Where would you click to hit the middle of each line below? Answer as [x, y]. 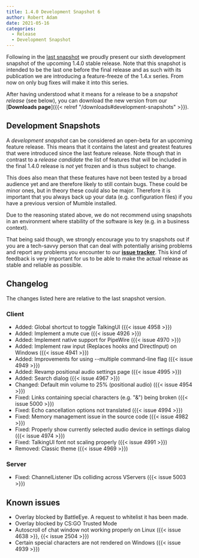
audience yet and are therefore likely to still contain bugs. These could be [97, 184]
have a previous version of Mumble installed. [61, 203]
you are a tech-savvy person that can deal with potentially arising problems [99, 246]
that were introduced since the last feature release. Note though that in [94, 153]
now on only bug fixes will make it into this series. [67, 82]
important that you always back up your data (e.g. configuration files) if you [99, 197]
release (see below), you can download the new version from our [87, 101]
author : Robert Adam [32, 17]
